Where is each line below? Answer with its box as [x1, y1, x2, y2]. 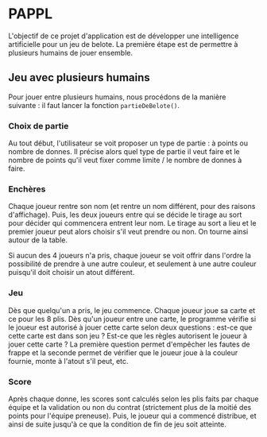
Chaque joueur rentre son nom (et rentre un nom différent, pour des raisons [8, 202, 256, 211]
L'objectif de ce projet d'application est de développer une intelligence [8, 31, 239, 41]
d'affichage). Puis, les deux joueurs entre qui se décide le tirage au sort [8, 210, 242, 219]
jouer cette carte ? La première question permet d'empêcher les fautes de [8, 339, 250, 349]
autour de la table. [8, 235, 68, 245]
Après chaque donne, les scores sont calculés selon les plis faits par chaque [8, 394, 259, 404]
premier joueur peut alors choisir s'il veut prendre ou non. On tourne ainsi [8, 227, 249, 237]
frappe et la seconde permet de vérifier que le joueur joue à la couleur [8, 347, 238, 358]
